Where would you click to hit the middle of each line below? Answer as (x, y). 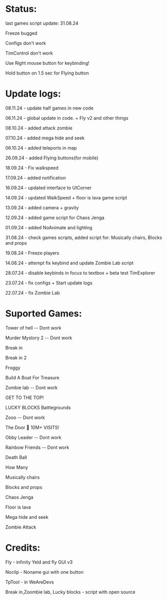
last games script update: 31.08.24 (42, 23)
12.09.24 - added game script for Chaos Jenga (55, 217)
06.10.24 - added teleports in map (41, 148)
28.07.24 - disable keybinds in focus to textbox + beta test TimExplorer (80, 272)
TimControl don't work (29, 53)
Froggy (13, 368)
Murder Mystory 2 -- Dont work (39, 338)
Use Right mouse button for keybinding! (48, 63)
